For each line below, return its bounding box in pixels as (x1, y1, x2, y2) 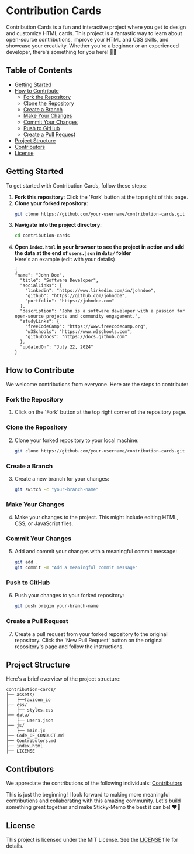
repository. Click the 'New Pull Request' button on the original (14, 637, 163, 644)
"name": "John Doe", (14, 273, 65, 278)
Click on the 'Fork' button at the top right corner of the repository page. (14, 409, 187, 416)
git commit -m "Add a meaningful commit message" (14, 564, 138, 571)
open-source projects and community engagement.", (14, 314, 141, 319)
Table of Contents (6, 66, 73, 76)
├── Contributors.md (6, 738, 57, 744)
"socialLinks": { (20, 283, 63, 288)
